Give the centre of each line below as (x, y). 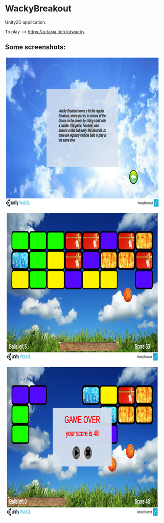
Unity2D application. (26, 22)
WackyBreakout (38, 9)
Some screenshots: (35, 47)
